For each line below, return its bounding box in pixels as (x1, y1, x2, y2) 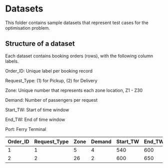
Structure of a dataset (5, 40, 75, 48)
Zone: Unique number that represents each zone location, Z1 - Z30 (5, 87, 143, 93)
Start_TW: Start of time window (5, 106, 69, 113)
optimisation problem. (5, 25, 50, 31)
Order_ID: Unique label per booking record (5, 68, 93, 74)
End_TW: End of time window (5, 116, 65, 122)
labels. (5, 58, 19, 64)
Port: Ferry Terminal (5, 126, 46, 132)
